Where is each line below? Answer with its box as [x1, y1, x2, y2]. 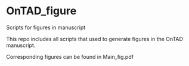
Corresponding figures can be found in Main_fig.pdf [6, 53, 134, 60]
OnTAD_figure [6, 4, 77, 18]
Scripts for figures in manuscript [6, 24, 86, 31]
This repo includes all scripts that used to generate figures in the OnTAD [6, 35, 183, 42]
